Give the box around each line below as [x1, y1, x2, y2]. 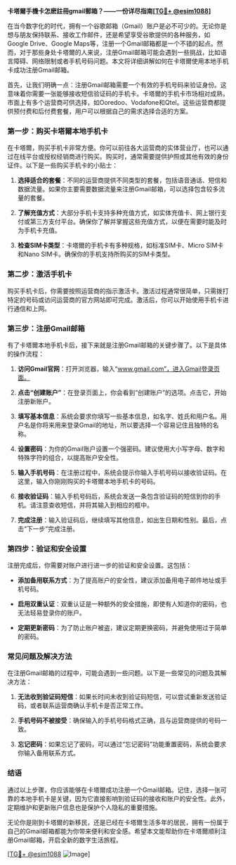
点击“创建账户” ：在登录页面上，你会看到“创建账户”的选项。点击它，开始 [17, 388, 227, 397]
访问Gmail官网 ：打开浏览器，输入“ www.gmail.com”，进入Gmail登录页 [17, 364, 220, 373]
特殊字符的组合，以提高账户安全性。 [17, 453, 123, 461]
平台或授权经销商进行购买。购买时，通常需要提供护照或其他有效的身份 [25, 153, 229, 161]
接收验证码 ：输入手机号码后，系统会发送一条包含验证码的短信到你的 [17, 492, 215, 500]
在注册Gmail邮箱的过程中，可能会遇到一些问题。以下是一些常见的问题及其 [7, 669, 221, 677]
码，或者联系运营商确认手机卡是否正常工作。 [17, 701, 147, 710]
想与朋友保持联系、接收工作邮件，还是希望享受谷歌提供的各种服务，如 [7, 31, 211, 39]
